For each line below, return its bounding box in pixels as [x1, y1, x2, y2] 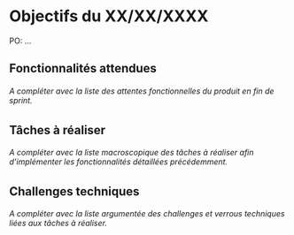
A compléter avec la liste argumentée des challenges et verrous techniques [9, 208, 285, 219]
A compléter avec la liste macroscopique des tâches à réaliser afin [9, 148, 254, 158]
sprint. [9, 95, 33, 105]
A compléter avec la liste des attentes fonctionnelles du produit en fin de [9, 86, 275, 96]
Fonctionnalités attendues [9, 61, 158, 76]
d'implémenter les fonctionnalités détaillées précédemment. [9, 156, 228, 167]
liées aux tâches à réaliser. [9, 218, 108, 229]
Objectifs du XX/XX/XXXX [9, 6, 209, 27]
